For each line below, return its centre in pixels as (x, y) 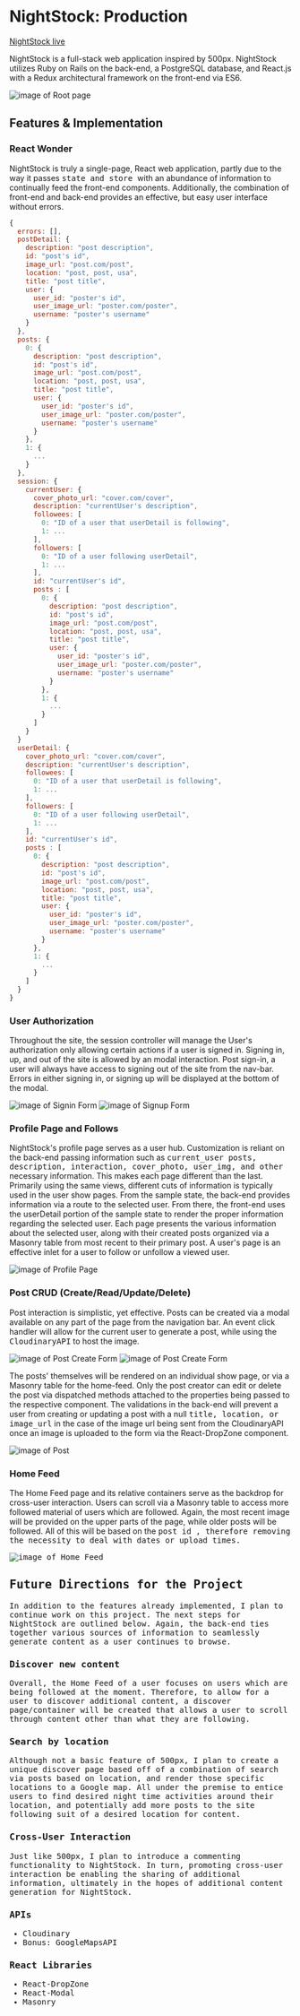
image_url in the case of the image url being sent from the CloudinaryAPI (146, 1423)
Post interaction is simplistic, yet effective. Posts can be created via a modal (150, 1312)
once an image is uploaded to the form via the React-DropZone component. (149, 1432)
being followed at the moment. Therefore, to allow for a (139, 1692)
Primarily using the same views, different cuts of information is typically (141, 1186)
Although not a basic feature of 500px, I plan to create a (144, 1761)
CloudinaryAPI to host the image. (75, 1341)
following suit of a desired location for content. (125, 1814)
